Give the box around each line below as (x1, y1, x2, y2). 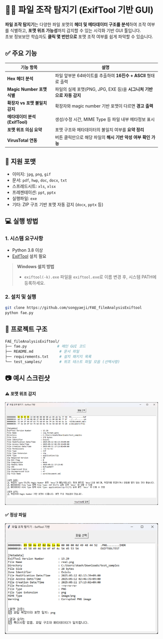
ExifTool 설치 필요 (12, 253, 47, 259)
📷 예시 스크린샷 (5, 374, 50, 383)
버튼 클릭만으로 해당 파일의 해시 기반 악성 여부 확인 (55, 134, 150, 140)
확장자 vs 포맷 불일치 (7, 100, 47, 106)
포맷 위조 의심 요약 (7, 127, 42, 132)
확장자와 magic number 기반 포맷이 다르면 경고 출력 (55, 103, 154, 109)
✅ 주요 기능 (5, 49, 37, 57)
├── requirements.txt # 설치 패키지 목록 (5, 354, 92, 359)
